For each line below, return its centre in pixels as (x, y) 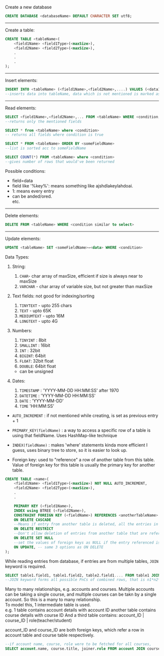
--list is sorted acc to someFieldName (46, 148)
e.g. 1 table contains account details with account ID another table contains (81, 610)
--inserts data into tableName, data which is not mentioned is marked (79, 94)
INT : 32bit (30, 350)
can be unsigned (36, 371)
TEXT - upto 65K (35, 311)
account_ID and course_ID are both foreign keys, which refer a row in (75, 630)
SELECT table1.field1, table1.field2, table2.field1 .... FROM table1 (77, 575)
